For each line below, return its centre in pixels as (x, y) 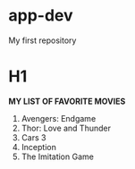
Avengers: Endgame (59, 118)
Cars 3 (34, 137)
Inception (39, 147)
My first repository (42, 40)
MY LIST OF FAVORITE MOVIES (67, 101)
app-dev (41, 16)
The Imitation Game (58, 156)
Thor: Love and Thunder (66, 128)
